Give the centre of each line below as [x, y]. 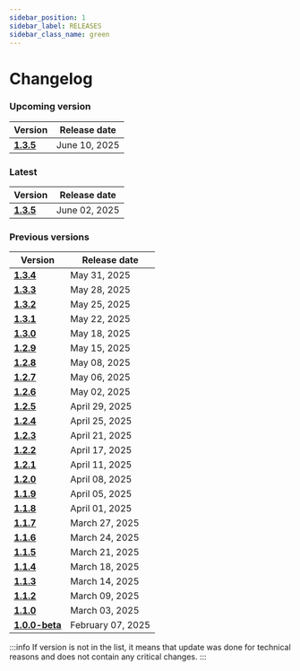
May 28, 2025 [101, 290]
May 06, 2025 [101, 378]
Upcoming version [50, 107]
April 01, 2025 [101, 509]
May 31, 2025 [101, 275]
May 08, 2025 [101, 362]
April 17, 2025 [101, 450]
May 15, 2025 [101, 348]
